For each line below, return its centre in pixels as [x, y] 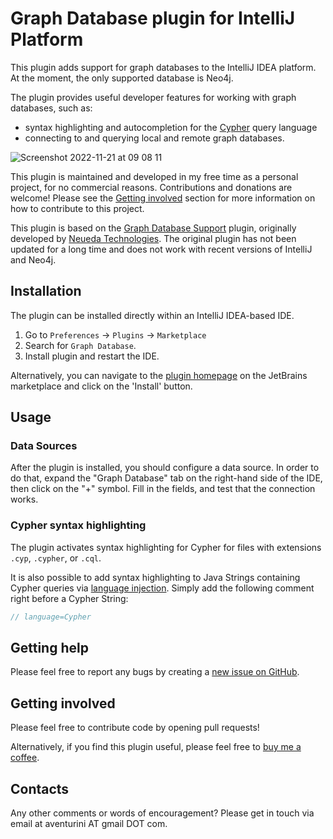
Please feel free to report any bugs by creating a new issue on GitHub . [155, 672]
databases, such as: [51, 108]
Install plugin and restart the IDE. [92, 356]
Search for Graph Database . [80, 345]
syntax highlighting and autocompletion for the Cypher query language [171, 127]
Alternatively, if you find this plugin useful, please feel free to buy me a [156, 747]
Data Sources [44, 446]
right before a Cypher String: [69, 598]
